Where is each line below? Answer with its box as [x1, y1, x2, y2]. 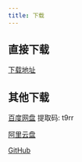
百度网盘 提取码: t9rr [8, 113, 74, 122]
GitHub [8, 145, 31, 155]
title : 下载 [8, 11, 45, 20]
